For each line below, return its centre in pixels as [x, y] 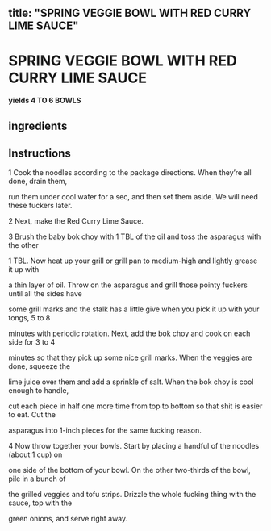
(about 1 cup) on [35, 454]
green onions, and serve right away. [68, 519]
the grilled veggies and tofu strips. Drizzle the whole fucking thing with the [132, 495]
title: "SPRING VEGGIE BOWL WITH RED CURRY [130, 13]
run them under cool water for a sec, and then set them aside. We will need [133, 197]
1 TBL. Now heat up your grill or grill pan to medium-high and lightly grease [133, 261]
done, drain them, [38, 182]
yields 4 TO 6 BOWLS [45, 101]
